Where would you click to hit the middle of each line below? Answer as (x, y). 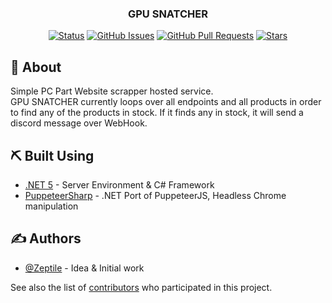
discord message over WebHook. (79, 123)
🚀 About (36, 67)
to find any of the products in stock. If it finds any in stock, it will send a (157, 113)
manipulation (51, 206)
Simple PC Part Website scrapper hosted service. (112, 91)
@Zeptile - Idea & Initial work (84, 268)
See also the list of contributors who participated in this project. (141, 287)
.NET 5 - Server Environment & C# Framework (119, 184)
